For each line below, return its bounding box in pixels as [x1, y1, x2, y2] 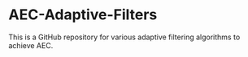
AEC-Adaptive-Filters [8, 6, 158, 24]
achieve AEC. [8, 40, 54, 50]
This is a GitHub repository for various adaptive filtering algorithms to [8, 32, 241, 42]
